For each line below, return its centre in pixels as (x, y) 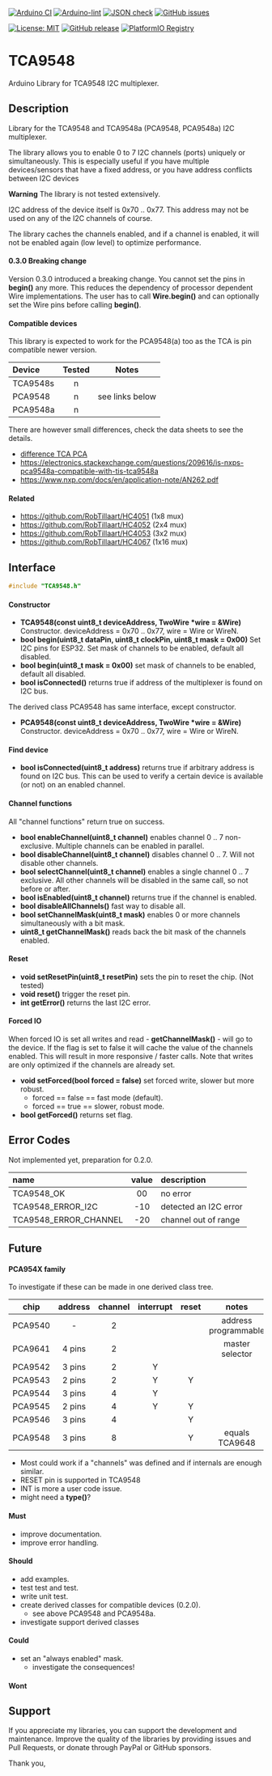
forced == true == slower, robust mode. (98, 1106)
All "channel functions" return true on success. (87, 821)
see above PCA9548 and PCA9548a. (94, 1613)
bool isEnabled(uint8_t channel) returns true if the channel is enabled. (138, 897)
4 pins (74, 1349)
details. (21, 439)
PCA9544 (32, 1393)
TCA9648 (237, 1443)
